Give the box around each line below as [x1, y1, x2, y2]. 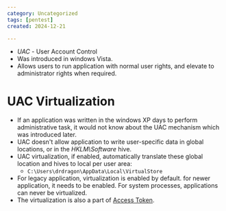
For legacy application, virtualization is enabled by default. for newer [16, 174, 211, 182]
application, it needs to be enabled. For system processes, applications [16, 182, 218, 190]
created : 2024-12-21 [7, 23, 66, 29]
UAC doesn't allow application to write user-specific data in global [16, 138, 204, 146]
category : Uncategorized [7, 10, 78, 17]
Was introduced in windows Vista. [16, 55, 113, 63]
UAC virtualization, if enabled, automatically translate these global [16, 152, 203, 161]
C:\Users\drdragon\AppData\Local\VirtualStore [27, 169, 163, 175]
